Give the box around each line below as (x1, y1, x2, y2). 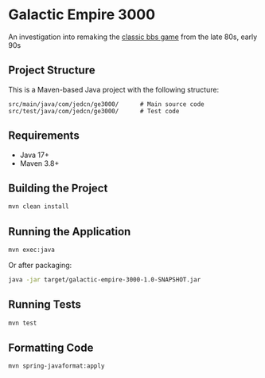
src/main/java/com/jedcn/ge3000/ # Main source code (8, 100, 205, 108)
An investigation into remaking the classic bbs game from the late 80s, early (8, 32, 258, 41)
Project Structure (8, 64, 95, 77)
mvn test (8, 319, 37, 327)
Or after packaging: (8, 260, 72, 270)
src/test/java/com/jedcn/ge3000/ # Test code (8, 107, 180, 115)
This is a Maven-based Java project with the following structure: (8, 85, 220, 94)
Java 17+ (19, 150, 49, 159)
